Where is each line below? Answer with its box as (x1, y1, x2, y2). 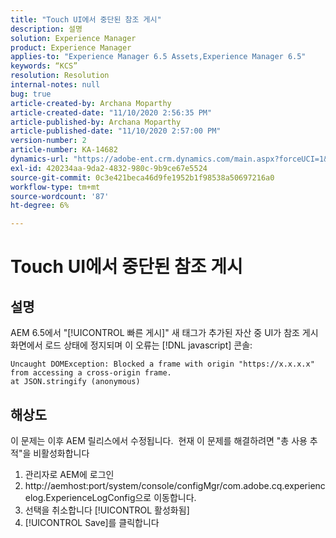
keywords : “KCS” (10, 61, 78, 71)
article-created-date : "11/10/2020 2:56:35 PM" (10, 107, 213, 118)
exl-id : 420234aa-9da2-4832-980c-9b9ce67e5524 (10, 163, 208, 173)
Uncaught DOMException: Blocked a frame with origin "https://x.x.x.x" (10, 359, 315, 370)
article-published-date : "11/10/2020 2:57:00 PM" (10, 126, 222, 136)
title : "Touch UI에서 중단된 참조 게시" (10, 14, 162, 25)
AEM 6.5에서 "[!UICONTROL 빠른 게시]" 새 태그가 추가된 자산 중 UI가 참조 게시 (10, 327, 319, 339)
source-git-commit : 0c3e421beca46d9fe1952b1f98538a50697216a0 (10, 172, 275, 183)
